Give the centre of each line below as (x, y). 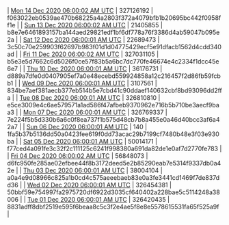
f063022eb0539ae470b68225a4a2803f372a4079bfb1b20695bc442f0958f (114, 18)
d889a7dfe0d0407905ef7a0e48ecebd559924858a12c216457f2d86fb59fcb (114, 76)
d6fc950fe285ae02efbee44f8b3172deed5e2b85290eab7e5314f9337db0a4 (114, 163)
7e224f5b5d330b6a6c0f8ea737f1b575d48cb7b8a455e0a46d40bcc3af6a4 (113, 119)
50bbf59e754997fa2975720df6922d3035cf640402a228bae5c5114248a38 (113, 192)
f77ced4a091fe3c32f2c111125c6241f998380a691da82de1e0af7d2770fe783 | (114, 148)
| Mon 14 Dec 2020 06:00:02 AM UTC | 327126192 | (80, 11)
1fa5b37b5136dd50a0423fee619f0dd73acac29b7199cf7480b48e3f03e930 (113, 134)
